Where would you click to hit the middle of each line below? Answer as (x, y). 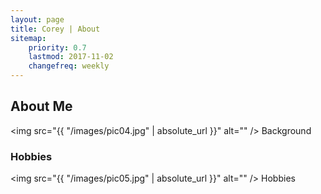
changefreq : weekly (69, 66)
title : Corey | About (55, 29)
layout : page (37, 19)
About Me (41, 106)
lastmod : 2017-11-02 (71, 57)
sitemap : (28, 38)
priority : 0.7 (57, 47)
